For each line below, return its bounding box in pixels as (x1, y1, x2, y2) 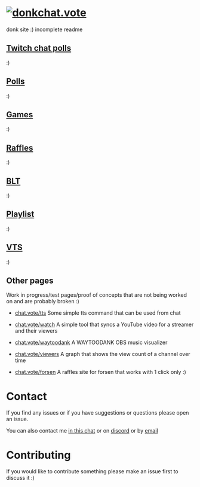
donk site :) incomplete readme (6, 26, 83, 33)
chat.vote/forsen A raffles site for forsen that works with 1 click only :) (14, 369, 186, 376)
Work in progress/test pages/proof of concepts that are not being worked (6, 291, 187, 299)
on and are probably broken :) (6, 298, 79, 305)
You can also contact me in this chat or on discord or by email (6, 427, 158, 434)
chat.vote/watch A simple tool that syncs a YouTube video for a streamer (14, 321, 194, 328)
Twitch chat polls (6, 43, 72, 53)
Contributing (6, 448, 71, 462)
